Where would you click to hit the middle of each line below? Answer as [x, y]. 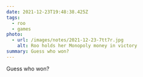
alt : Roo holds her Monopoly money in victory [77, 46]
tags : [13, 18]
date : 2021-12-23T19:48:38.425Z [47, 12]
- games [22, 29]
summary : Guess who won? [38, 52]
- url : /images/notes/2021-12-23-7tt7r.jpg [68, 40]
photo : [15, 35]
